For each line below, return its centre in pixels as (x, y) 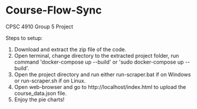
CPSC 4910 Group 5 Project (39, 27)
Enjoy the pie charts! (39, 99)
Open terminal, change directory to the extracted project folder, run (96, 55)
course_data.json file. (40, 93)
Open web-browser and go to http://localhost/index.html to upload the (100, 87)
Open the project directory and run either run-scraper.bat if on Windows (102, 74)
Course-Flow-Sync (54, 10)
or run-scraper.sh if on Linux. (50, 81)
